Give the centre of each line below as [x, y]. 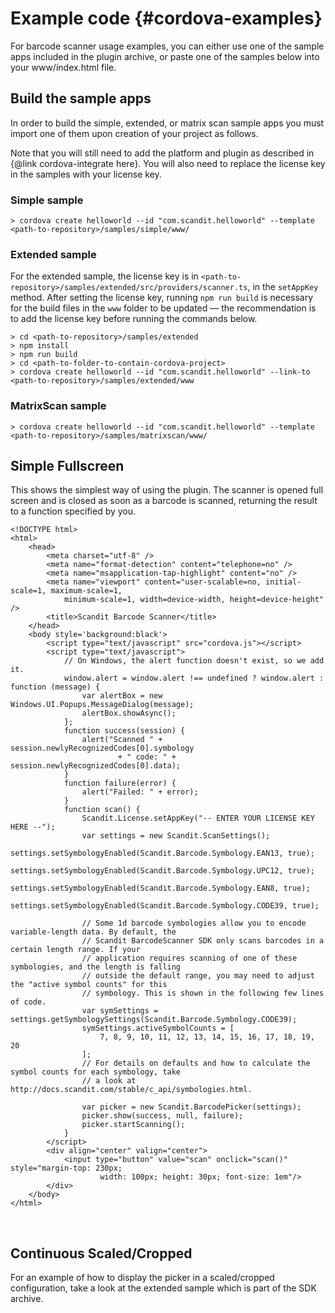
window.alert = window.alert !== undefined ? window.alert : [194, 678]
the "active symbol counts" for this [89, 985]
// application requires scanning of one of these [189, 958]
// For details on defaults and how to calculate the [196, 1063]
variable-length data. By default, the [93, 932]
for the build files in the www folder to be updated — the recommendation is [163, 308]
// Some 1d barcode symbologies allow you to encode [194, 923]
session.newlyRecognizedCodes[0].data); [96, 766]
